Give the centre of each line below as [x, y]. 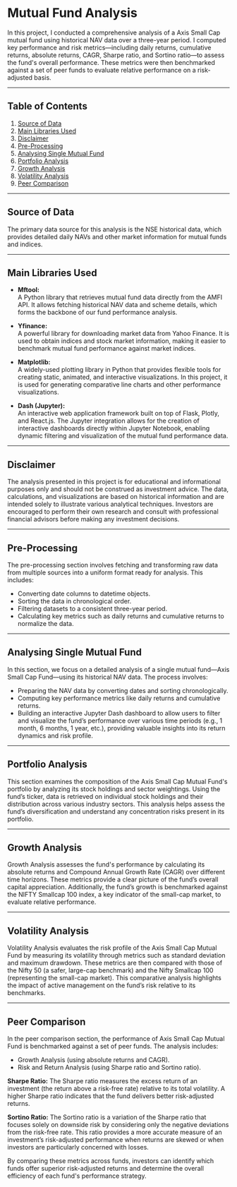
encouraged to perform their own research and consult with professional [113, 512]
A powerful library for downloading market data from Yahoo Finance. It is [123, 334]
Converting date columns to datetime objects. [84, 593]
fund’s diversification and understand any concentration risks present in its [116, 811]
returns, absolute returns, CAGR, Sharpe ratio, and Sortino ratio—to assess [116, 55]
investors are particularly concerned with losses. [78, 1147]
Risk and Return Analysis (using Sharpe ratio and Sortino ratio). [109, 1068]
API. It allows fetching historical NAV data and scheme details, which [117, 305]
